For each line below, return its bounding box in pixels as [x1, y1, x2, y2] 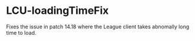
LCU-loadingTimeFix [6, 4, 109, 17]
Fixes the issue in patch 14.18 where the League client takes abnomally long [6, 23, 190, 30]
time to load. [6, 29, 37, 36]
